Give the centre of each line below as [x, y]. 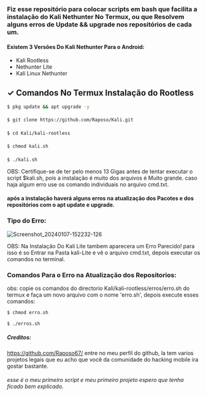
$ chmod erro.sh [28, 312]
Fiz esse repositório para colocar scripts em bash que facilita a [102, 9]
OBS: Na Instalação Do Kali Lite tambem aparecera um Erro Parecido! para [101, 246]
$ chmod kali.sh [28, 147]
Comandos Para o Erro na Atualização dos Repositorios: [92, 275]
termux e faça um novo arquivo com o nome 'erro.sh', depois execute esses [103, 295]
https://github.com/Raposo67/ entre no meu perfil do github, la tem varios [100, 353]
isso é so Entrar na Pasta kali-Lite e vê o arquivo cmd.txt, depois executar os [104, 253]
